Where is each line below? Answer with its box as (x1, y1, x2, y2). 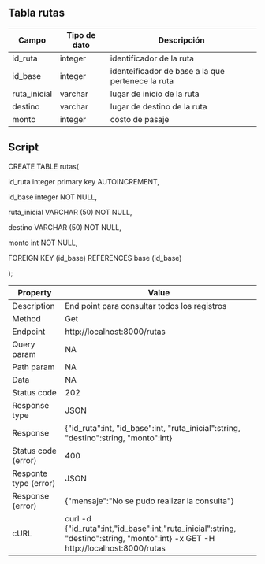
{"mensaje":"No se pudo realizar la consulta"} (65, 495, 234, 506)
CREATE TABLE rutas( (8, 161, 80, 171)
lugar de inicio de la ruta (110, 88, 200, 99)
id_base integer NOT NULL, (8, 192, 97, 202)
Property (17, 287, 52, 298)
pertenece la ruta (110, 75, 174, 86)
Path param (12, 362, 55, 373)
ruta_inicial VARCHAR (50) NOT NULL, (8, 207, 132, 217)
